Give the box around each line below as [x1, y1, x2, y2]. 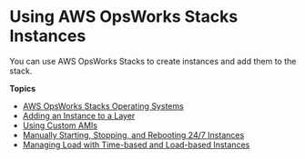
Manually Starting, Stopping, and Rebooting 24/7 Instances [22, 129, 245, 140]
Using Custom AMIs [22, 120, 98, 131]
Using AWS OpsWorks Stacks [9, 6, 239, 27]
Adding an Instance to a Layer [22, 110, 136, 121]
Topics [9, 83, 36, 94]
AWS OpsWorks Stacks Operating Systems [22, 100, 184, 111]
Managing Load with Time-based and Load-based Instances [22, 139, 250, 150]
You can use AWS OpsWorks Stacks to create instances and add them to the [9, 55, 297, 66]
